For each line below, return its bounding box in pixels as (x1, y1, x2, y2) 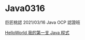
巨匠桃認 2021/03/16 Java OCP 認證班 (5, 19, 81, 25)
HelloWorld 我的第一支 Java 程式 (5, 29, 70, 35)
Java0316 (5, 3, 45, 14)
